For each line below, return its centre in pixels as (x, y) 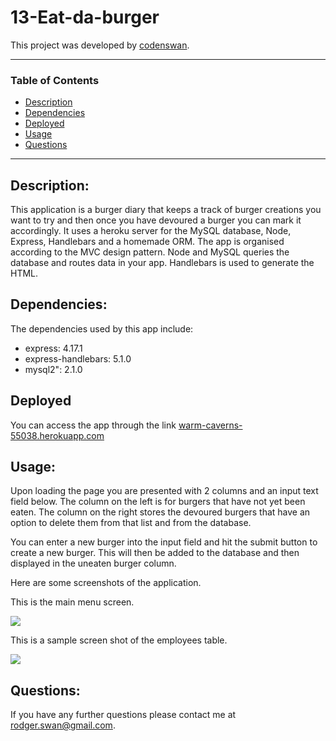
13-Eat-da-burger (85, 17)
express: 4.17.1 (53, 348)
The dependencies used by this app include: (102, 328)
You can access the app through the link (93, 425)
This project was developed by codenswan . (100, 45)
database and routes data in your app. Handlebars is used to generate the (162, 263)
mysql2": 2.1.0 (53, 369)
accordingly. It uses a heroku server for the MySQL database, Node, (151, 231)
